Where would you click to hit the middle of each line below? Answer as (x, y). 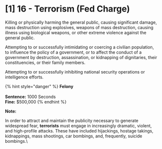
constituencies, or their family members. (45, 62)
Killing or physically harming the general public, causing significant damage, (81, 22)
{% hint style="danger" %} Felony (39, 86)
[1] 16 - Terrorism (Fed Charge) (67, 9)
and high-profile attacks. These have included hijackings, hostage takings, (79, 131)
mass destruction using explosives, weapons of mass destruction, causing (79, 27)
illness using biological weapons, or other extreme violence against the (76, 32)
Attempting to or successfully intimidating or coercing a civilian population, (80, 47)
